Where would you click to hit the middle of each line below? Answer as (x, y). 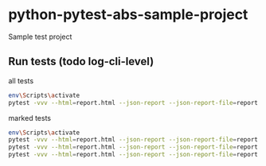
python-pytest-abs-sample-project (128, 15)
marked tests (30, 118)
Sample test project (40, 37)
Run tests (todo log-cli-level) (81, 62)
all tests (21, 80)
